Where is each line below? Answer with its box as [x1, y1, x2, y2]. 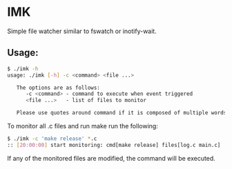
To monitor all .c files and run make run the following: [7, 122, 159, 130]
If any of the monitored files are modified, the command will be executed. [7, 154, 215, 162]
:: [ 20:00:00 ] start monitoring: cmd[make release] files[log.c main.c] [7, 141, 221, 148]
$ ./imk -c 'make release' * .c [7, 135, 97, 142]
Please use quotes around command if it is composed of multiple [16, 110, 209, 117]
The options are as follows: [16, 84, 100, 91]
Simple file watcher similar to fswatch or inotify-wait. [7, 27, 157, 35]
